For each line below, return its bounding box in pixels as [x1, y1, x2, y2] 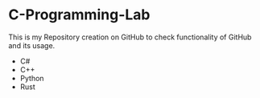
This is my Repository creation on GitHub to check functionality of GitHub [8, 32, 252, 42]
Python [19, 73, 44, 83]
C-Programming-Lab [8, 6, 151, 24]
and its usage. [8, 40, 56, 50]
